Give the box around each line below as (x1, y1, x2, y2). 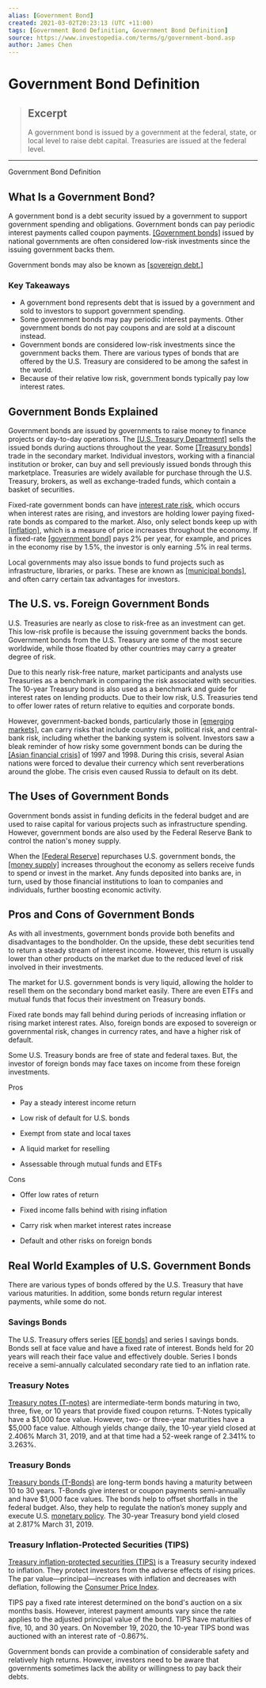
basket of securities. (8, 485, 75, 495)
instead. (19, 332, 47, 341)
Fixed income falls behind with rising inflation (19, 1205, 168, 1215)
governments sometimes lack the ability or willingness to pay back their (8, 1663, 242, 1673)
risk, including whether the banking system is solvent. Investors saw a (26, 733, 255, 743)
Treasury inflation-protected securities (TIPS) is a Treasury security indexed (8, 1557, 256, 1567)
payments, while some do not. (8, 1297, 107, 1306)
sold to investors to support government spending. (19, 306, 185, 316)
